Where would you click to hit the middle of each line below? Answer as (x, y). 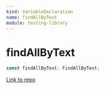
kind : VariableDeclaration (40, 12)
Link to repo (21, 80)
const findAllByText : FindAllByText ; (53, 68)
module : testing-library (37, 23)
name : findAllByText (32, 17)
